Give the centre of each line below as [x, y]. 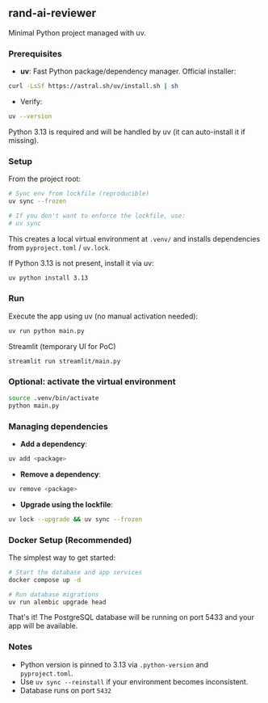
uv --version [30, 116]
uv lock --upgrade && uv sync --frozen [75, 519]
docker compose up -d [45, 580]
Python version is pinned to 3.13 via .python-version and [114, 664]
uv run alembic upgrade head [57, 602]
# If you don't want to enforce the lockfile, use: [97, 216]
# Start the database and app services [75, 572]
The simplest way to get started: [62, 558]
